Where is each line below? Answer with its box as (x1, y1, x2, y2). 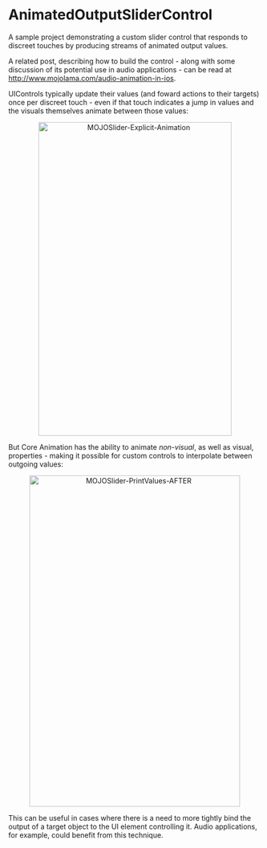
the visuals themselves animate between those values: (8, 106, 188, 116)
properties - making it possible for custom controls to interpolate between (8, 450, 253, 460)
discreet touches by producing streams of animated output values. (8, 40, 229, 50)
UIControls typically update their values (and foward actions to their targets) (8, 88, 260, 98)
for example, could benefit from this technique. (8, 830, 164, 840)
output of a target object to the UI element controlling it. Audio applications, (8, 821, 258, 831)
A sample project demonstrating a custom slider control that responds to (8, 32, 249, 42)
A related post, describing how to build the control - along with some (8, 56, 236, 66)
